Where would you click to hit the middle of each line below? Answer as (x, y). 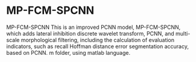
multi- (183, 33)
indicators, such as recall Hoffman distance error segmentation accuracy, (97, 46)
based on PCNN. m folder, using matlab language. (68, 52)
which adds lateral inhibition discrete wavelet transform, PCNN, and (90, 33)
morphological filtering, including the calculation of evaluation (98, 40)
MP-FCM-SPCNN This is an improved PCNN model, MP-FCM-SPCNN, (93, 27)
